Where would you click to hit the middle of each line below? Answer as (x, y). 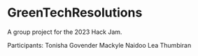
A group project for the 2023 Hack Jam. (65, 32)
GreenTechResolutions (75, 13)
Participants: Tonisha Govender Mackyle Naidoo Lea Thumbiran (99, 45)
